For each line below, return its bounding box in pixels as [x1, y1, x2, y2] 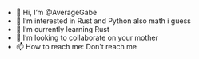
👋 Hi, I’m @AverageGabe [15, 8, 98, 17]
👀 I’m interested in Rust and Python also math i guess [15, 16, 192, 26]
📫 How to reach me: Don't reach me [15, 42, 137, 51]
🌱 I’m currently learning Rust [15, 25, 110, 33]
